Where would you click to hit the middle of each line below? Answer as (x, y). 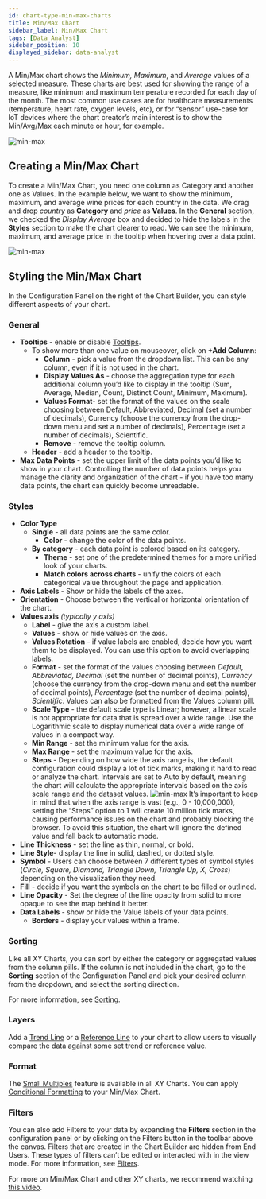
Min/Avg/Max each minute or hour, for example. (86, 126)
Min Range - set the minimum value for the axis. (110, 743)
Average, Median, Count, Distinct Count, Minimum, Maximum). (145, 392)
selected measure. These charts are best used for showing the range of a (129, 83)
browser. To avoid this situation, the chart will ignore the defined (137, 828)
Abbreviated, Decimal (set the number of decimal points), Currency (142, 676)
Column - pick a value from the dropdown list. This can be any (146, 359)
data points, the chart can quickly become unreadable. (109, 485)
